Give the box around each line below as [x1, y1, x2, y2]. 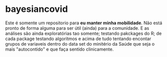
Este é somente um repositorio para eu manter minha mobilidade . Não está [5, 20, 162, 26]
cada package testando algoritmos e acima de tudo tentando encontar [5, 36, 151, 42]
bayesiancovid [5, 3, 68, 15]
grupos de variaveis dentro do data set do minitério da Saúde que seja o [5, 41, 155, 47]
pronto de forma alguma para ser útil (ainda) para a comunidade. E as [5, 25, 149, 31]
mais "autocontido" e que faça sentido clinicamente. [5, 46, 114, 52]
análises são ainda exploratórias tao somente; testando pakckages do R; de [5, 30, 162, 36]
